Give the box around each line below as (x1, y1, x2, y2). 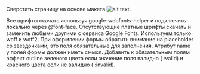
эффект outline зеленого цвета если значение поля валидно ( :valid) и (6, 55, 184, 62)
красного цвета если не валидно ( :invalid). (6, 61, 116, 68)
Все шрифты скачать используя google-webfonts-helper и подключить (6, 17, 187, 24)
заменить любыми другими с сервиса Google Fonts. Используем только (6, 30, 192, 37)
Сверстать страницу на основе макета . (6, 6, 131, 12)
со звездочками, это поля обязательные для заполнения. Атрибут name (6, 42, 191, 49)
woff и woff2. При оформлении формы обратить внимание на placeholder (6, 36, 194, 43)
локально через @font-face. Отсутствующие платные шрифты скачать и (6, 24, 191, 30)
